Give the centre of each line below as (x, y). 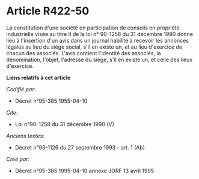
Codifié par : (21, 89)
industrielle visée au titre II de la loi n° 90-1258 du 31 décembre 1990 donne (100, 34)
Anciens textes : (26, 136)
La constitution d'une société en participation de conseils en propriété (93, 28)
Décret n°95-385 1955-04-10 (51, 101)
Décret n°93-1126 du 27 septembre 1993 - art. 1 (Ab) (80, 147)
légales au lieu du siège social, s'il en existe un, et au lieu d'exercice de (94, 47)
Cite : (12, 112)
